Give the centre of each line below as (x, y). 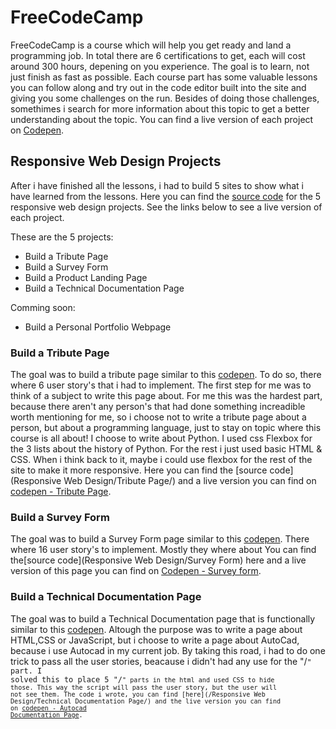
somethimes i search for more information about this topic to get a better (160, 108)
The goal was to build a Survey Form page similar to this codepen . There (160, 539)
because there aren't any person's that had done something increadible (158, 407)
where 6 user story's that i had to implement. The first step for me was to (161, 385)
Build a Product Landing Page (86, 277)
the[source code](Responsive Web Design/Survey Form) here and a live (158, 560)
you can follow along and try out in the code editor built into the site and (158, 87)
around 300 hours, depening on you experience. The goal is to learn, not (160, 66)
